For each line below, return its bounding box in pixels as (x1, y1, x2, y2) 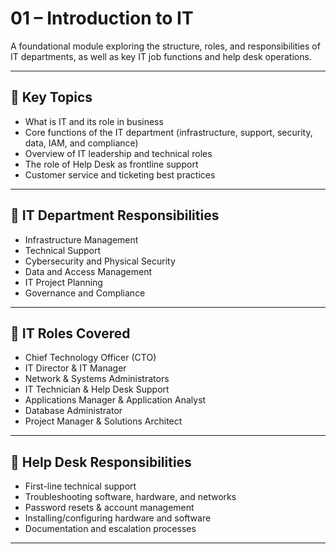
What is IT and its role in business (24, 115, 164, 127)
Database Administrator (24, 405, 123, 417)
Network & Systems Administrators (24, 373, 170, 385)
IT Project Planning (24, 276, 103, 288)
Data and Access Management (24, 265, 153, 277)
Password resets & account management (24, 502, 195, 514)
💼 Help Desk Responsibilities (10, 453, 192, 471)
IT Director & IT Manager (24, 362, 127, 374)
